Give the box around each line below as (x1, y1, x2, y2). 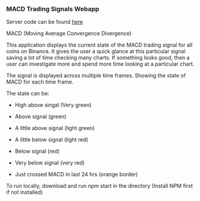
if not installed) (6, 188, 43, 196)
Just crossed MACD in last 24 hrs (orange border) (14, 171, 139, 178)
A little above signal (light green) (14, 125, 95, 132)
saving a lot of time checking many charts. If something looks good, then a (6, 54, 190, 61)
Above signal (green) (14, 113, 67, 120)
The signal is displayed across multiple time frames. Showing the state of (6, 72, 186, 79)
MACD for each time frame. (6, 78, 73, 85)
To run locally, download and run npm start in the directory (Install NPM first (6, 183, 193, 190)
